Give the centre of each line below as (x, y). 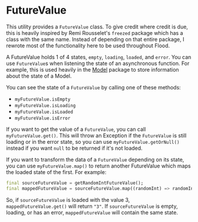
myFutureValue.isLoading (45, 105)
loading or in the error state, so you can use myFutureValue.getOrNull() (93, 141)
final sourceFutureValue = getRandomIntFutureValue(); (75, 183)
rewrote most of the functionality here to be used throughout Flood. (88, 46)
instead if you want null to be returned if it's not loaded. (74, 148)
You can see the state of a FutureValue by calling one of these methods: (93, 87)
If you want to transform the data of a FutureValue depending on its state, (95, 159)
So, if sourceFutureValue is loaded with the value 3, (68, 200)
